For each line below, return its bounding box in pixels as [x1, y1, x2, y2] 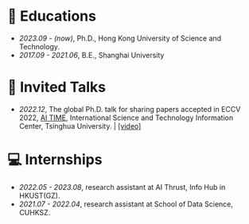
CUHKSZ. [18, 207, 51, 217]
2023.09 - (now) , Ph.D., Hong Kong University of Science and [18, 33, 222, 43]
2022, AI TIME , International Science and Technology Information [18, 113, 234, 122]
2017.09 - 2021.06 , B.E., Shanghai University [18, 50, 165, 60]
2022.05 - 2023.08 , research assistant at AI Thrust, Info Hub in [18, 182, 226, 191]
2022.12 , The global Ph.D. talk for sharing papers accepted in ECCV [18, 104, 241, 114]
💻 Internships [7, 151, 103, 169]
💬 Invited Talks [7, 79, 107, 96]
